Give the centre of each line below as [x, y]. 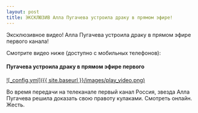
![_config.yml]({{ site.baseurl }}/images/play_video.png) [76, 80]
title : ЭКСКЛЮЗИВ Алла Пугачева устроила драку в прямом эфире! [90, 18]
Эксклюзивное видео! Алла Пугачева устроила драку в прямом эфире [99, 34]
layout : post [23, 12]
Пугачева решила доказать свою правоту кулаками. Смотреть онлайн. [99, 98]
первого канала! [27, 41]
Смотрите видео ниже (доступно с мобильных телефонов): [84, 53]
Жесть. [16, 105]
